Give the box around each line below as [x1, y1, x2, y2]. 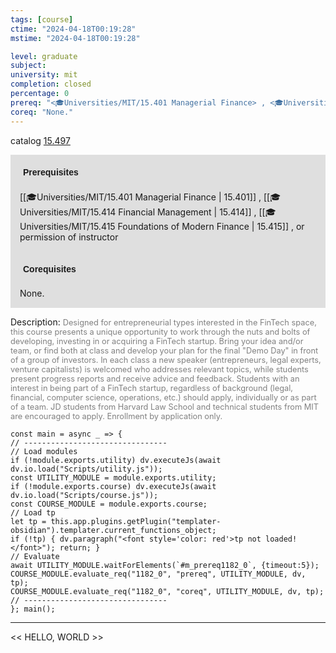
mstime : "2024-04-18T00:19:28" [10, 33, 141, 43]
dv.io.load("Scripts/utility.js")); [10, 464, 163, 474]
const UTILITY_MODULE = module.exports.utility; [10, 472, 217, 483]
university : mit [10, 70, 78, 80]
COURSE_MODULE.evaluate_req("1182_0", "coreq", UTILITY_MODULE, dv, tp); [10, 586, 325, 596]
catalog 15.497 [10, 134, 71, 146]
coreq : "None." [10, 107, 74, 117]
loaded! [265, 534, 298, 544]
